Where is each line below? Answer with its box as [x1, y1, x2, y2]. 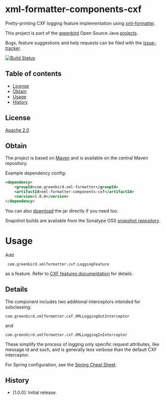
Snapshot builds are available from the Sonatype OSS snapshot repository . [5, 217, 160, 223]
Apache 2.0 [5, 127, 29, 133]
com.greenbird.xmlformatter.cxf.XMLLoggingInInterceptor [5, 332, 128, 337]
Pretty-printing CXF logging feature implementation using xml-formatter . [5, 20, 155, 26]
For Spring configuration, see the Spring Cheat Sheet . [5, 362, 117, 368]
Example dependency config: [5, 170, 67, 176]
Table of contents [5, 70, 62, 78]
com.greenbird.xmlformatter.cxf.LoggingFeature [7, 261, 109, 267]
